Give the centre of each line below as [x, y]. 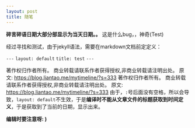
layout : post [22, 11]
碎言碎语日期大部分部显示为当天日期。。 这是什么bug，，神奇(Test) [85, 34]
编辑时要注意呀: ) [27, 119]
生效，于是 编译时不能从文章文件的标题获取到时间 [119, 99]
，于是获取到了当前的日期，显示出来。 [57, 106]
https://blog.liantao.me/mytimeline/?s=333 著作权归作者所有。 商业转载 [100, 77]
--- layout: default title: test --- [50, 59]
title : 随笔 [20, 17]
